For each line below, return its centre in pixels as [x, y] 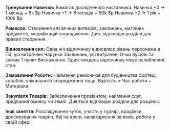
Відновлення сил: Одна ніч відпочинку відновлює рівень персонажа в [83, 49]
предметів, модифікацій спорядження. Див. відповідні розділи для [78, 34]
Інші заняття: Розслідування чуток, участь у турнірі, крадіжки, [74, 111]
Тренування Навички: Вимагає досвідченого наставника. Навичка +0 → [85, 7]
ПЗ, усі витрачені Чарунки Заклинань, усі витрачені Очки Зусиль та [79, 54]
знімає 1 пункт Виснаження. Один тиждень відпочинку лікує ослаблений [85, 60]
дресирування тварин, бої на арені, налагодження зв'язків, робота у [80, 117]
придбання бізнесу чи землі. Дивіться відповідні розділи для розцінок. [83, 101]
